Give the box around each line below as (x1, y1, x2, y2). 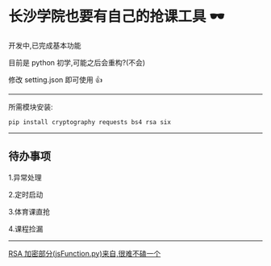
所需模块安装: (8, 102, 54, 111)
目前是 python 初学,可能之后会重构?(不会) (8, 57, 146, 67)
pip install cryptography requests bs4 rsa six (8, 118, 172, 126)
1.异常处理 (8, 172, 42, 182)
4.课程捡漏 (8, 223, 44, 234)
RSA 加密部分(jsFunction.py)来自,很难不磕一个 (8, 248, 161, 258)
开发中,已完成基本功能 (8, 40, 82, 50)
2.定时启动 (8, 189, 44, 199)
